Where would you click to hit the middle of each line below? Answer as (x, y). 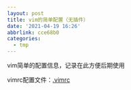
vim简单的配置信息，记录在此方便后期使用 (66, 65)
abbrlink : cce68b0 (33, 32)
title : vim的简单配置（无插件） (48, 20)
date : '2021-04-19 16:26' (44, 26)
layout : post (26, 13)
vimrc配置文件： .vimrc (39, 80)
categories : (24, 39)
